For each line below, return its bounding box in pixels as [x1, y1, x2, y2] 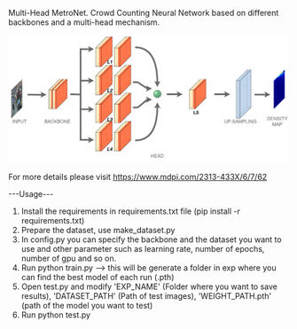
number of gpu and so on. [20, 253, 117, 263]
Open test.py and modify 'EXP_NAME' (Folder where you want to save [20, 281, 278, 292]
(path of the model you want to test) [20, 300, 153, 310]
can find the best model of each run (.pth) [20, 271, 175, 282]
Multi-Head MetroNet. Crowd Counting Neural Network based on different [8, 8, 279, 18]
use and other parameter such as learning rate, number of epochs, [20, 243, 265, 254]
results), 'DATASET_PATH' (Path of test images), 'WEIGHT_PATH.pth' [20, 290, 272, 301]
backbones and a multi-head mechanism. [8, 17, 160, 27]
